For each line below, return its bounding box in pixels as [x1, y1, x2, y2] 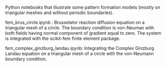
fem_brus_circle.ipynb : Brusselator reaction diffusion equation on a [5, 20, 145, 25]
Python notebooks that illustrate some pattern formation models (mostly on [5, 5, 160, 10]
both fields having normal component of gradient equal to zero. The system [5, 30, 161, 36]
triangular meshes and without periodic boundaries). [5, 10, 114, 16]
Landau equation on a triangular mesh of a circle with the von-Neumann [5, 50, 154, 56]
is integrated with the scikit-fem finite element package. [5, 35, 120, 41]
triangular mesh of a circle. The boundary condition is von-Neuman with [5, 25, 154, 31]
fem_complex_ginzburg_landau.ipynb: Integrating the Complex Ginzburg [5, 45, 154, 51]
